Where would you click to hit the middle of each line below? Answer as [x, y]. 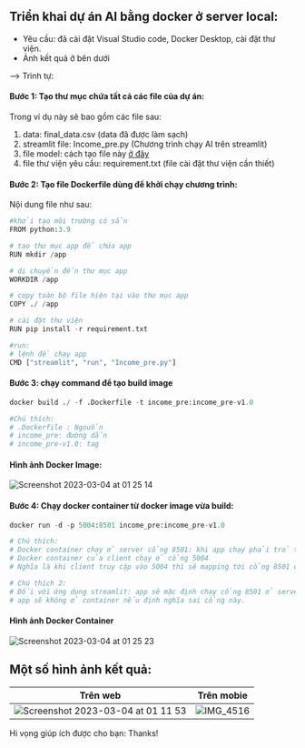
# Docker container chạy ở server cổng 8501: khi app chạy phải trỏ [150, 550]
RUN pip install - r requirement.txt [79, 329]
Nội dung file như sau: [51, 205]
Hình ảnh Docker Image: [56, 464]
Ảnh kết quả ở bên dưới [66, 58]
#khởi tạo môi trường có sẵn [69, 221]
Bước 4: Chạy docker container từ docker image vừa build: [122, 505]
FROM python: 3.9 [40, 230]
